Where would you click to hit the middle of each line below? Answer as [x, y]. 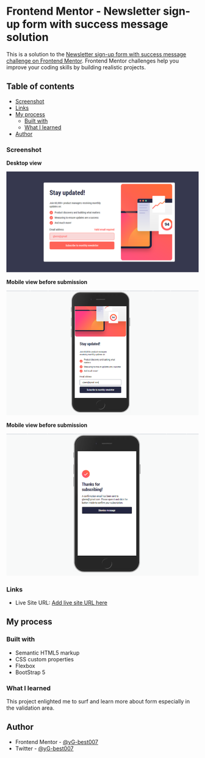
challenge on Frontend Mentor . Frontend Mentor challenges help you [92, 61]
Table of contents [40, 87]
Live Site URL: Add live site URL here [61, 603]
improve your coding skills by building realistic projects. [76, 67]
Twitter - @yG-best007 [44, 748]
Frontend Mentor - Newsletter [84, 11]
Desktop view [24, 163]
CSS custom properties [45, 659]
